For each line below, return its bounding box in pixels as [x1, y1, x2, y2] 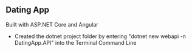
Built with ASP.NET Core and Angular [5, 21, 98, 28]
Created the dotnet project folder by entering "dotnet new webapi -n [14, 33, 187, 40]
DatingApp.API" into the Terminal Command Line [14, 39, 137, 46]
